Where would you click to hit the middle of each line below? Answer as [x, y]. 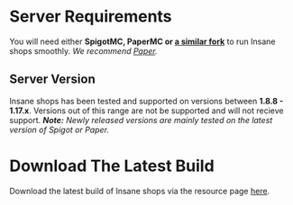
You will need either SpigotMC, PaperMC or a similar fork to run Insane [142, 41]
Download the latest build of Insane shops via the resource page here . [140, 191]
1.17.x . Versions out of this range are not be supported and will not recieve [146, 111]
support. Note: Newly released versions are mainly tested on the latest [141, 120]
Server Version [53, 80]
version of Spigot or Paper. [60, 129]
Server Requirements [91, 17]
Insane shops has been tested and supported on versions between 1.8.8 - [146, 101]
